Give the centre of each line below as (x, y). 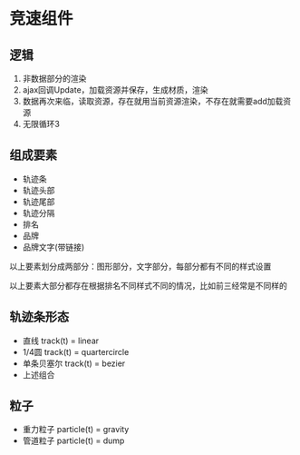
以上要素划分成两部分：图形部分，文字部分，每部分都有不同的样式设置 (140, 266)
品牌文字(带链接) (53, 247)
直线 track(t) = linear (61, 341)
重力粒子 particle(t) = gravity (76, 430)
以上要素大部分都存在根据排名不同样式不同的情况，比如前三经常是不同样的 (148, 285)
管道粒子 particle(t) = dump (73, 440)
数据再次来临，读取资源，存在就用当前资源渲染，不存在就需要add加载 (153, 101)
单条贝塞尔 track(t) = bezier (74, 363)
